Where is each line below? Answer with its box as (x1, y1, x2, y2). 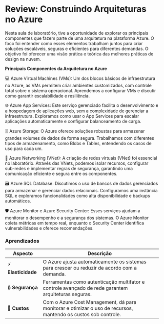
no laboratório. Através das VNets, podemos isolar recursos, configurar (5, 160, 149, 166)
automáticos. (5, 198, 31, 204)
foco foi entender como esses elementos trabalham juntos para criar (5, 40, 143, 46)
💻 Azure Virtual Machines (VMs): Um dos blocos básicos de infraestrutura (5, 75, 155, 81)
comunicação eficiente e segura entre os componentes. (5, 171, 118, 176)
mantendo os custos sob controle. (43, 311, 121, 318)
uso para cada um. (5, 146, 43, 151)
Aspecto (13, 250, 33, 257)
